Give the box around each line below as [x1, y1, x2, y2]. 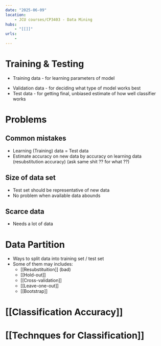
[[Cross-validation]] [20, 277, 62, 284]
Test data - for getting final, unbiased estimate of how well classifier [12, 90, 156, 96]
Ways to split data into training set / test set [12, 255, 104, 262]
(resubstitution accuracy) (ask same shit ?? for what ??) [12, 158, 130, 164]
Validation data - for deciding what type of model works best [12, 85, 141, 91]
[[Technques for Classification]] [5, 330, 145, 341]
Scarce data [5, 207, 44, 216]
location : [5, 12, 27, 17]
